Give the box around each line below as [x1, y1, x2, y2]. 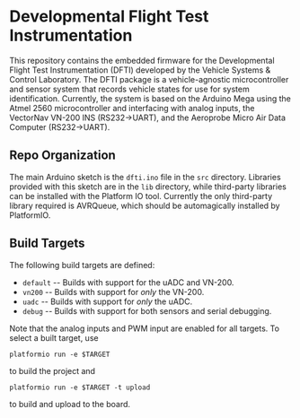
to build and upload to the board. [9, 398, 131, 409]
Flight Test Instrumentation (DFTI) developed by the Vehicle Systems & [9, 65, 271, 75]
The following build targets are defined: [9, 259, 155, 270]
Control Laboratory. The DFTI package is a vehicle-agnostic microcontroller [9, 74, 289, 84]
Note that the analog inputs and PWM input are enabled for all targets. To [9, 323, 280, 334]
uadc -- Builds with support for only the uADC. [22, 296, 193, 307]
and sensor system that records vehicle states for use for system [9, 83, 250, 94]
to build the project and [9, 365, 96, 376]
